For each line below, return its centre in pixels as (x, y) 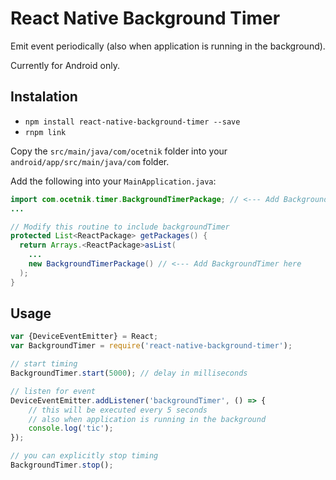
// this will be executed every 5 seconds (118, 410)
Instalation (44, 97)
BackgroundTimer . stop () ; (62, 465)
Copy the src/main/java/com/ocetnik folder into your (119, 151)
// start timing (44, 364)
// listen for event (53, 391)
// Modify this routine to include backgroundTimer (120, 227)
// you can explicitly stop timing (84, 456)
